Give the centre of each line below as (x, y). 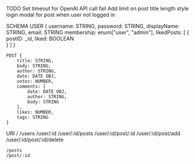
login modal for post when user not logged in (61, 15)
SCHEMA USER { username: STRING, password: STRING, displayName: (93, 26)
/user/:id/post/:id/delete (35, 140)
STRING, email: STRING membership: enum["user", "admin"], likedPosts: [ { (98, 32)
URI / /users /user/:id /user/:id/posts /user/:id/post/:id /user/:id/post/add (93, 133)
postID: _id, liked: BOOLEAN (40, 39)
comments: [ (31, 86)
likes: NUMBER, (35, 112)
